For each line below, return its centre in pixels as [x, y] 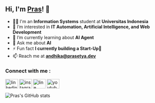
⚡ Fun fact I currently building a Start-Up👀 [57, 48]
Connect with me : [28, 71]
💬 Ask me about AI [32, 43]
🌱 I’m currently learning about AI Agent [53, 37]
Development [27, 32]
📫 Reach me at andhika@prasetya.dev [54, 56]
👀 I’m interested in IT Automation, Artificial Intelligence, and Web [81, 27]
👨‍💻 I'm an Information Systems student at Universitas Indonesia [80, 21]
